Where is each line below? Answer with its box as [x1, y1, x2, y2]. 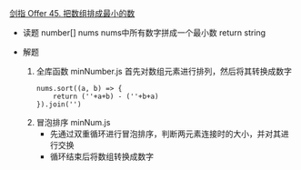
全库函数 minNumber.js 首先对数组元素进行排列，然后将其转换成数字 [35, 66, 293, 76]
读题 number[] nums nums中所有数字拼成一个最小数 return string [22, 27, 266, 38]
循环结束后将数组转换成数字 [49, 151, 155, 162]
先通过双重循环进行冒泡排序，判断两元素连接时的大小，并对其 [49, 128, 282, 139]
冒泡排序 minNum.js [35, 117, 111, 127]
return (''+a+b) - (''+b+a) [53, 92, 159, 101]
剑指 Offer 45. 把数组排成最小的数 [9, 8, 135, 18]
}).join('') [35, 100, 82, 109]
